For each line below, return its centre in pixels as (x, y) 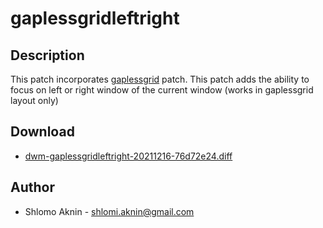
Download (42, 132)
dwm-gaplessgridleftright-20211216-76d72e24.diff (128, 156)
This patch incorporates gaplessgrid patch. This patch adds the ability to (160, 79)
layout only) (34, 100)
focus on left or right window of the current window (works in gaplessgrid (162, 90)
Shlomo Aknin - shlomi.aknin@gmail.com (109, 211)
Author (32, 187)
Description (47, 55)
